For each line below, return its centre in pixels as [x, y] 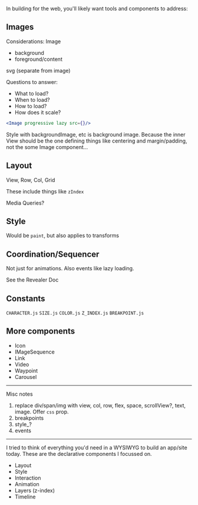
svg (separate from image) [38, 70]
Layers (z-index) [34, 490]
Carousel [26, 377]
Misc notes [20, 394]
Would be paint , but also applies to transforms [63, 235]
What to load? [32, 93]
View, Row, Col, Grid [31, 180]
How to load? [31, 106]
